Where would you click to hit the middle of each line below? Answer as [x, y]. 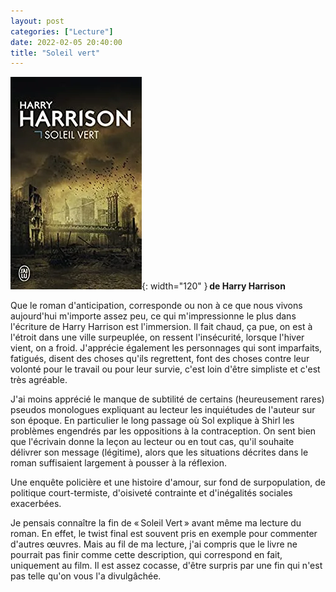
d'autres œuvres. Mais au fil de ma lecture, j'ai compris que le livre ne [154, 544]
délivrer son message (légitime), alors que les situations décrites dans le [159, 452]
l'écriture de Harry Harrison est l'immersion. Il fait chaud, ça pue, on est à [161, 327]
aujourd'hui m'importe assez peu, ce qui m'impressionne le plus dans [153, 316]
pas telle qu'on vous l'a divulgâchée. [86, 576]
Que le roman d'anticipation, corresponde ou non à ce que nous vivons [156, 306]
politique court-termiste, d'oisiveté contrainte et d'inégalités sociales [151, 493]
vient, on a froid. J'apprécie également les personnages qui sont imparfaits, [166, 348]
